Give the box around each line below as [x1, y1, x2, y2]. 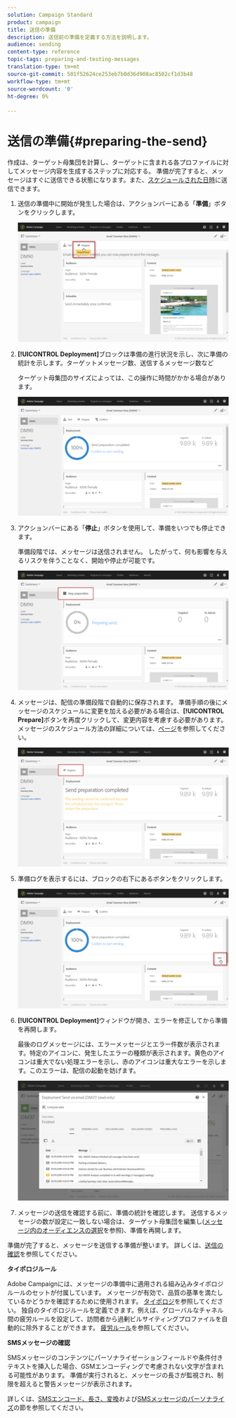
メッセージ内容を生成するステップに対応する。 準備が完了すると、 [19, 167, 212, 176]
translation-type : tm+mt [7, 63, 80, 70]
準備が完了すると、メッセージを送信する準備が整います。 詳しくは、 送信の [7, 1240, 223, 1249]
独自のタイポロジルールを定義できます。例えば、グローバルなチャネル [20, 1306, 224, 1314]
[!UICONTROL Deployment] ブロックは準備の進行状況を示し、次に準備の [17, 350, 228, 358]
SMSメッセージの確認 [7, 1338, 71, 1346]
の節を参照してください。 [13, 1403, 88, 1412]
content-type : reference [7, 48, 80, 55]
